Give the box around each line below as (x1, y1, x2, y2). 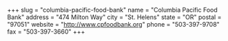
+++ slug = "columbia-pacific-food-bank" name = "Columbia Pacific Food (7, 6, 218, 14)
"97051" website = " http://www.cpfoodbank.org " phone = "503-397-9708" (7, 20, 220, 28)
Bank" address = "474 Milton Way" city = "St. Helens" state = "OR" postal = (7, 13, 222, 21)
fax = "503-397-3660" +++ (7, 27, 85, 36)
